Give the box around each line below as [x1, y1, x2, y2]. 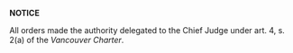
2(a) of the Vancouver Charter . [9, 35, 124, 45]
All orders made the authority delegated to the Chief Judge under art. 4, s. [9, 25, 286, 35]
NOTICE [9, 8, 41, 18]
